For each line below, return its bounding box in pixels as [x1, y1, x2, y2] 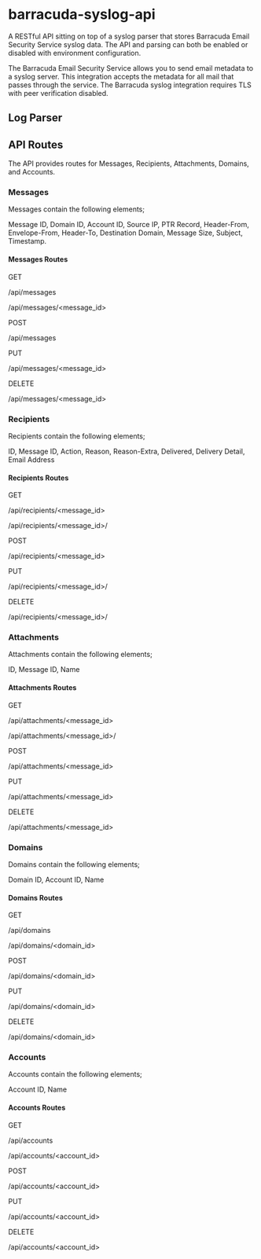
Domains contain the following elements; [8, 859, 140, 869]
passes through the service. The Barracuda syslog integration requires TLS [8, 80, 252, 90]
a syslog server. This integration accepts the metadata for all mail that [8, 72, 234, 81]
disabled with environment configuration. [8, 48, 142, 57]
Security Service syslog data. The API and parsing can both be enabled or [8, 39, 248, 49]
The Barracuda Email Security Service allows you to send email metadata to [8, 63, 254, 72]
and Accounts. [8, 167, 56, 177]
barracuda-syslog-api [8, 6, 156, 24]
